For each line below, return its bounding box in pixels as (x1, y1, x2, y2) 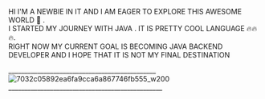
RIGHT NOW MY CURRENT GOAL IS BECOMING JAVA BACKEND (8, 42, 223, 51)
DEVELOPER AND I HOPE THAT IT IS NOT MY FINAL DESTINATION (8, 50, 230, 59)
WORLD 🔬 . (8, 15, 46, 25)
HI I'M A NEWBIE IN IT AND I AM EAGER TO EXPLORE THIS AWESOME (8, 7, 243, 16)
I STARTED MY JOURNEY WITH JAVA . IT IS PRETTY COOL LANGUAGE (8, 24, 245, 33)
